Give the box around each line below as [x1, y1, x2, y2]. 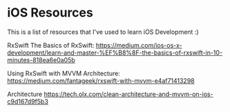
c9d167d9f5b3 [7, 97, 48, 105]
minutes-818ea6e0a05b [7, 55, 76, 64]
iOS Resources [7, 5, 93, 21]
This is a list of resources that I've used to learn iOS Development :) [7, 28, 199, 36]
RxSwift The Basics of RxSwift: [7, 41, 95, 49]
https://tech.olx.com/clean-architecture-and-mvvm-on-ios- [44, 90, 213, 98]
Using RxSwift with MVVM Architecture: [7, 69, 121, 77]
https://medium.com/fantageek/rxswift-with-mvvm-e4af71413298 [7, 76, 195, 84]
